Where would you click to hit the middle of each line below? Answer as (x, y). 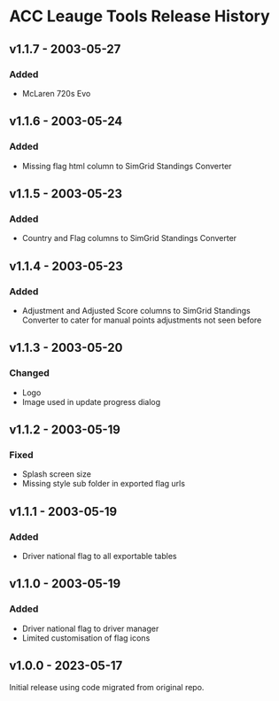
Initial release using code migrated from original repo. (107, 687)
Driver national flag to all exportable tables (99, 556)
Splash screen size (56, 474)
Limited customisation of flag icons (86, 638)
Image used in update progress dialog (91, 401)
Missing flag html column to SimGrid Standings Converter (127, 166)
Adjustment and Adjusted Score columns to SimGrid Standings (136, 310)
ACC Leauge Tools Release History (139, 16)
